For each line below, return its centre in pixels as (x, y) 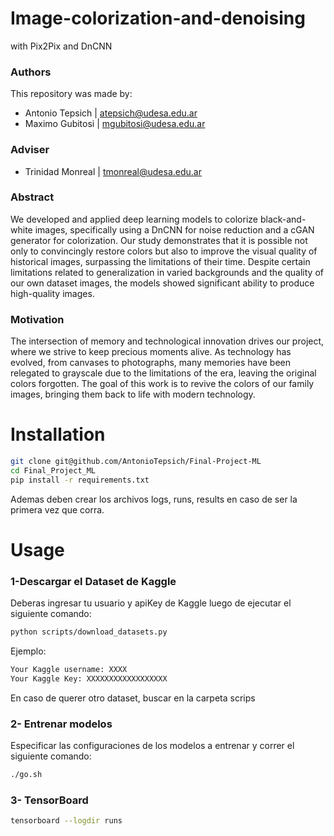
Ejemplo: (28, 651)
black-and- (283, 219)
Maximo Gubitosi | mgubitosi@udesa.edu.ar (115, 124)
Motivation (37, 319)
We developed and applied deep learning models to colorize (134, 219)
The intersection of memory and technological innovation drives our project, (167, 341)
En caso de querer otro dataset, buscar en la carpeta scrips (133, 698)
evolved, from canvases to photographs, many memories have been (151, 363)
